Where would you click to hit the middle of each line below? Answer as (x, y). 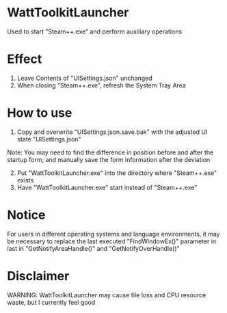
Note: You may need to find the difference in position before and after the (110, 152)
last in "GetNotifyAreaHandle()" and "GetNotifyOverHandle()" (93, 248)
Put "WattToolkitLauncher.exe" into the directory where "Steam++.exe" (117, 173)
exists (25, 180)
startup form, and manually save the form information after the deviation (109, 159)
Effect (25, 59)
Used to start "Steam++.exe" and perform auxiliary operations (95, 31)
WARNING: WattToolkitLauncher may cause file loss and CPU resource (107, 295)
